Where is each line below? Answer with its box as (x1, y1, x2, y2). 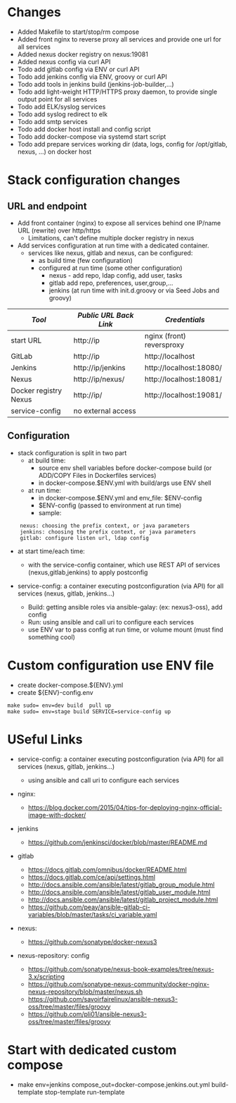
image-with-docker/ (27, 811, 86, 819)
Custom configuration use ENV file (7, 657, 214, 673)
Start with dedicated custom (7, 1042, 177, 1058)
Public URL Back (77, 310, 134, 320)
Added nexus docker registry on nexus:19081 (17, 50, 149, 58)
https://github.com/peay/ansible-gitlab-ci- (27, 903, 151, 911)
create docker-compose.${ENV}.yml (17, 681, 124, 689)
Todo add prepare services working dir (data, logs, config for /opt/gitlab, (17, 140, 228, 148)
